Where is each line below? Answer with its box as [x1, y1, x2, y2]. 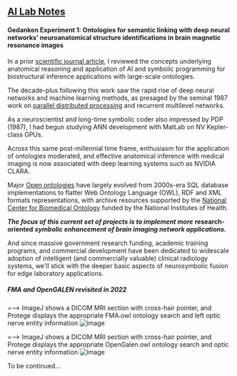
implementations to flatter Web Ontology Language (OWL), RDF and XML [7, 188, 223, 197]
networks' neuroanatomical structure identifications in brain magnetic [7, 33, 221, 41]
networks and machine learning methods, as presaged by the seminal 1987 [7, 93, 228, 102]
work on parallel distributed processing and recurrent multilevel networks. [7, 101, 225, 109]
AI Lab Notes [7, 6, 66, 18]
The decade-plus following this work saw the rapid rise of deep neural [7, 86, 214, 94]
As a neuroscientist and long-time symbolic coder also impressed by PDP [7, 114, 223, 124]
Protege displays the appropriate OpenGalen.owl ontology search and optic [7, 340, 229, 349]
